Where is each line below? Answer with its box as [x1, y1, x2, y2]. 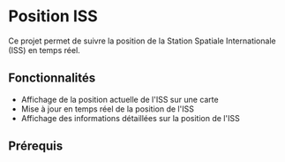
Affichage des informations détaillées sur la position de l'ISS [20, 112, 240, 123]
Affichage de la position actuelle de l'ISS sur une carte [20, 94, 219, 104]
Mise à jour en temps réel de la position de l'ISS [20, 104, 195, 114]
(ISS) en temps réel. [8, 44, 80, 55]
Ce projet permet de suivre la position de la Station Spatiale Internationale [8, 35, 276, 46]
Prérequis [8, 139, 64, 154]
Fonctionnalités [8, 71, 96, 86]
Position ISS [8, 6, 98, 27]
